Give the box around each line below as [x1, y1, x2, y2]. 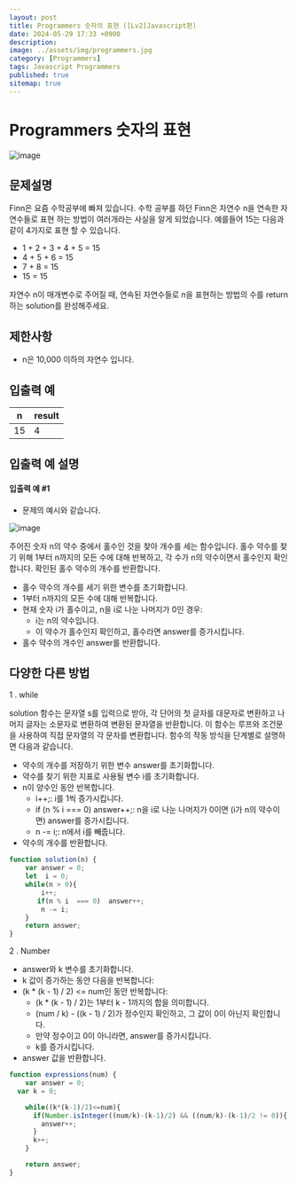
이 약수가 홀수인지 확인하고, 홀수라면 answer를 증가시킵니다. [35, 626, 245, 637]
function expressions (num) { [9, 1071, 117, 1079]
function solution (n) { [9, 855, 98, 865]
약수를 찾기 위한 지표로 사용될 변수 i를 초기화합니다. [21, 771, 199, 781]
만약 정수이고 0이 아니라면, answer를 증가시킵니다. [35, 1031, 212, 1041]
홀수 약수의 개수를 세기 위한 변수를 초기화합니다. [21, 582, 188, 592]
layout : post [9, 12, 58, 22]
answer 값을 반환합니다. [21, 1053, 106, 1063]
